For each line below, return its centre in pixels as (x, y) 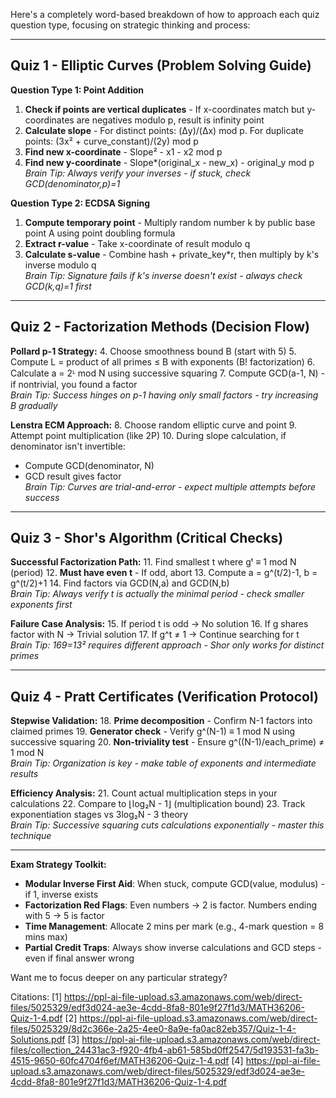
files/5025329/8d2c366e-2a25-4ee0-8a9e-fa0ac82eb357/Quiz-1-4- (153, 1029)
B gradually (34, 405)
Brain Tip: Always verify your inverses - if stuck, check (138, 173)
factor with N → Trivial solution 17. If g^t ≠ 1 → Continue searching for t (155, 635)
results (24, 774)
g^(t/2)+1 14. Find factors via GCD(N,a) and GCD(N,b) (120, 583)
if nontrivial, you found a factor (74, 384)
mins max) (46, 937)
